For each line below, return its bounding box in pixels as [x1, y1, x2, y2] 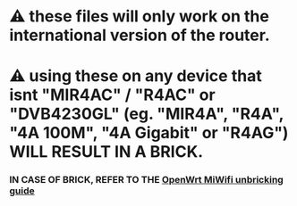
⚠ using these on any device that [9, 66, 262, 87]
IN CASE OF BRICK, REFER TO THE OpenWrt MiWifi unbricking [9, 174, 284, 186]
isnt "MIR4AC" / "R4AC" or [9, 85, 216, 105]
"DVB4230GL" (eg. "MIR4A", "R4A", [9, 104, 284, 124]
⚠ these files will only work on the [9, 6, 270, 27]
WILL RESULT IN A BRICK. [9, 142, 204, 162]
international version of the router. [9, 25, 270, 45]
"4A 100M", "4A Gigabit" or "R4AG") [9, 123, 289, 144]
